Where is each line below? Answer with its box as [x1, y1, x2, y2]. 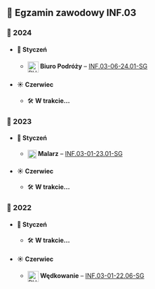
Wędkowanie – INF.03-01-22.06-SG [40, 271, 144, 280]
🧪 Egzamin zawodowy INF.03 [6, 7, 137, 19]
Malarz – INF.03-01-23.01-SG [37, 149, 123, 157]
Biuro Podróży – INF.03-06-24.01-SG [40, 62, 148, 70]
